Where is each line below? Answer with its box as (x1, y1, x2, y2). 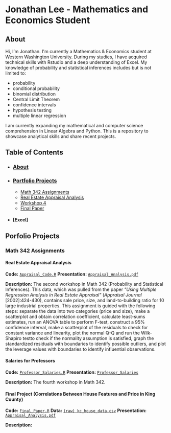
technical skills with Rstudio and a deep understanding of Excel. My (5, 59, 148, 65)
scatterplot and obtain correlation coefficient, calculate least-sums (5, 313, 145, 320)
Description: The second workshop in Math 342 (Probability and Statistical (5, 281, 163, 287)
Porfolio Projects (5, 232, 60, 240)
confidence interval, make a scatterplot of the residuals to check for (5, 324, 148, 330)
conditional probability (12, 85, 60, 92)
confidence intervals (12, 102, 56, 108)
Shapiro (5, 335, 22, 341)
